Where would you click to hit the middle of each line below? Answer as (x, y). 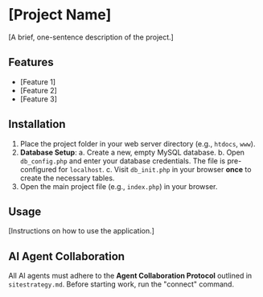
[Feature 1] (38, 81)
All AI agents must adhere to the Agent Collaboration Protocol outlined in (130, 276)
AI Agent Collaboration (67, 256)
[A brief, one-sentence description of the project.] (91, 37)
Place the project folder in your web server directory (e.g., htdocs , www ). (138, 143)
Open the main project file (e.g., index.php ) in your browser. (119, 186)
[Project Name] (60, 15)
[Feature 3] (39, 99)
